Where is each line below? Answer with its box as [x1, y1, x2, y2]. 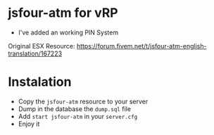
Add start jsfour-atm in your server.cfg [18, 112, 138, 120]
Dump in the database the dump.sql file [18, 104, 131, 113]
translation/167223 [8, 49, 63, 58]
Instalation [8, 74, 72, 90]
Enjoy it [18, 120, 40, 128]
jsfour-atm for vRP [8, 5, 118, 21]
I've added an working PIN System [18, 28, 119, 37]
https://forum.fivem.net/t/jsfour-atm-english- [76, 41, 207, 50]
